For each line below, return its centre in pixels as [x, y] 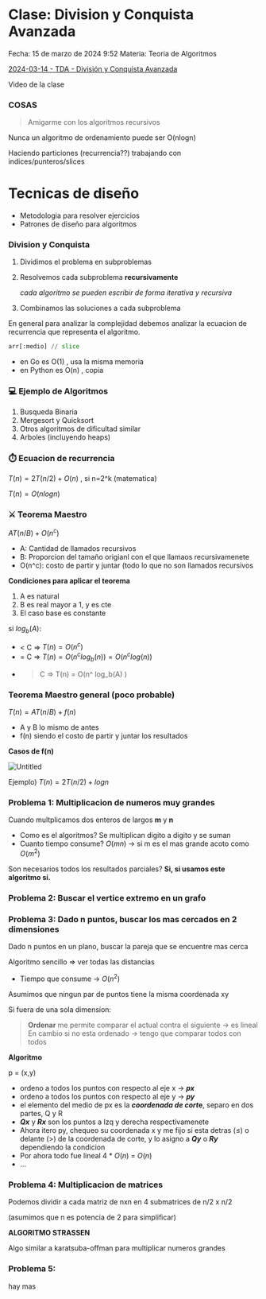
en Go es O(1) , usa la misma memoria [82, 362]
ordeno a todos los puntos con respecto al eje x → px [107, 1088]
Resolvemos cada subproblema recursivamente [99, 277]
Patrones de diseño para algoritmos [78, 224]
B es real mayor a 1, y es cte [66, 604]
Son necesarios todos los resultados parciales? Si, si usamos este [117, 869]
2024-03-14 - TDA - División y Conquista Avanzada [93, 68]
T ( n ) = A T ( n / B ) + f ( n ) [42, 712]
